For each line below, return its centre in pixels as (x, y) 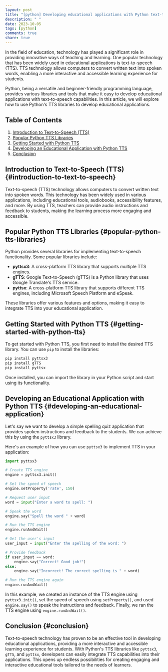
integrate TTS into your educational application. (54, 308)
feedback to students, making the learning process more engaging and (78, 211)
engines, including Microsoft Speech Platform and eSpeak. (73, 293)
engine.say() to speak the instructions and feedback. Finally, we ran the (79, 605)
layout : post (19, 10)
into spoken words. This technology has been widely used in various (76, 195)
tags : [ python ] (21, 29)
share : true (17, 38)
